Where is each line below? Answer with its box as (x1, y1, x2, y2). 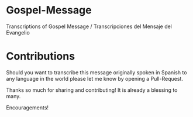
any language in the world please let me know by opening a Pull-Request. (6, 75, 183, 82)
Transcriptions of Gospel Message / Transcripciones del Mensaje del (6, 23, 173, 30)
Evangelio (6, 29, 30, 36)
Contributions (6, 50, 75, 63)
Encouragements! (6, 104, 49, 111)
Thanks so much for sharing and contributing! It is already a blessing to (6, 86, 178, 94)
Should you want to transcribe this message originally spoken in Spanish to (6, 68, 187, 76)
